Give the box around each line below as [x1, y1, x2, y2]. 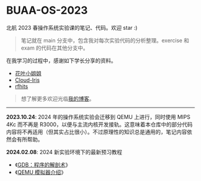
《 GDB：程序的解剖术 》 [14, 161, 71, 168]
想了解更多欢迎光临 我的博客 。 [20, 95, 95, 102]
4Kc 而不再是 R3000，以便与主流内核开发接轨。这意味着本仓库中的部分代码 [6, 121, 193, 128]
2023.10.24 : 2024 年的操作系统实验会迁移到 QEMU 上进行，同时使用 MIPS [6, 113, 191, 120]
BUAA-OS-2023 [6, 4, 88, 17]
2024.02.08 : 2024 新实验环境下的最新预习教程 [6, 148, 123, 155]
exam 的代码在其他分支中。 [20, 44, 89, 51]
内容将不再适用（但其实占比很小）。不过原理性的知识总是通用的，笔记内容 [6, 128, 187, 135]
